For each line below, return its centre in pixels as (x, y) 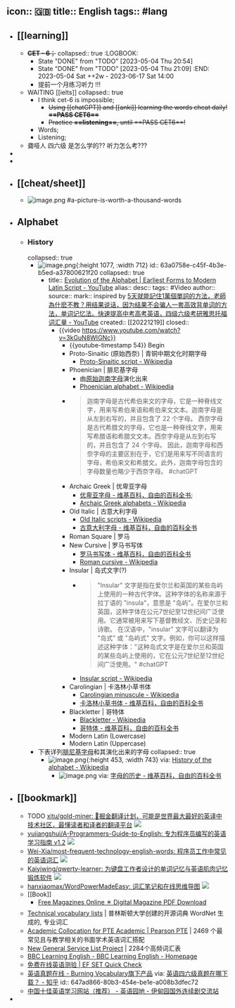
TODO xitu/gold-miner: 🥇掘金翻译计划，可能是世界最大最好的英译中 (125, 816)
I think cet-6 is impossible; (76, 100)
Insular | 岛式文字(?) (98, 570)
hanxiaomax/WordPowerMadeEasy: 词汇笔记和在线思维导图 (114, 886)
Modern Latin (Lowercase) (108, 736)
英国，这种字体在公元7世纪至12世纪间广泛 (158, 611)
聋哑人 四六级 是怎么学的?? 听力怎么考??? (87, 146)
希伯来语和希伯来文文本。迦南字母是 (170, 409)
